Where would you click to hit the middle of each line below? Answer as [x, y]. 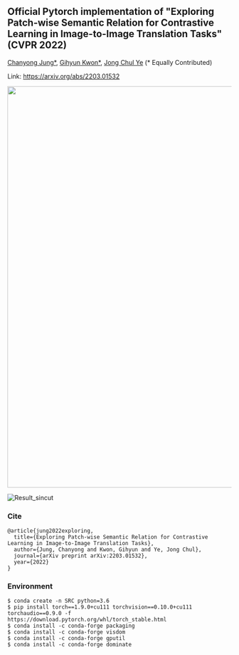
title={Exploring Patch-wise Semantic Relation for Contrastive [111, 537]
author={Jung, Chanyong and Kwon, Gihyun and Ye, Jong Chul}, [108, 550]
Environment [30, 587]
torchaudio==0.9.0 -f [39, 614]
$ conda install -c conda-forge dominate [70, 645]
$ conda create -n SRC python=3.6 [59, 601]
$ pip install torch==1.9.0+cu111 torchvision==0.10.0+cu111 [100, 607]
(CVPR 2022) [37, 45]
